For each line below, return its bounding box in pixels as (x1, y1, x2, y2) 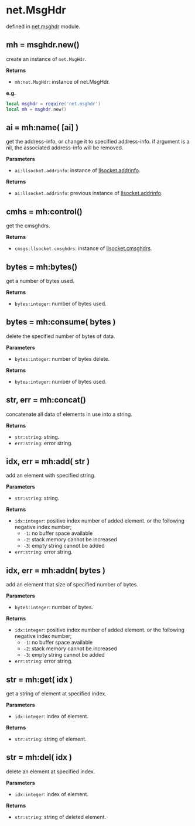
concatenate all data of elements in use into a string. (6, 411, 133, 418)
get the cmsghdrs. (6, 222, 51, 229)
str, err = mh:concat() (6, 395, 86, 405)
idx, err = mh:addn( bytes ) (6, 565, 105, 575)
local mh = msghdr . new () (6, 106, 67, 112)
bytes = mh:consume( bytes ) (6, 317, 116, 327)
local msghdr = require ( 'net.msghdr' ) (6, 101, 101, 107)
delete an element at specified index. (6, 768, 95, 775)
